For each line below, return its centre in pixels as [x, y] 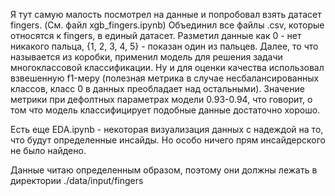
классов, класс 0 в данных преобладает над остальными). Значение [157, 88]
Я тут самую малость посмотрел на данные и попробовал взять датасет [166, 14]
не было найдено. [48, 150]
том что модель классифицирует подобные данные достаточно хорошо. [165, 110]
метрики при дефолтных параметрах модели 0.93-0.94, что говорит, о [161, 99]
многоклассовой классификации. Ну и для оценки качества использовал [167, 67]
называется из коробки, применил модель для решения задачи [146, 57]
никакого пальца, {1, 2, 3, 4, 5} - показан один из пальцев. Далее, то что [164, 46]
